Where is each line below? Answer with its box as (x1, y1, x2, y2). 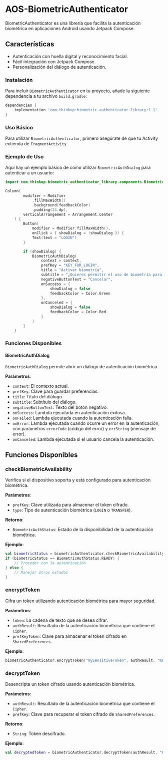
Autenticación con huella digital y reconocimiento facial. (12, 53, 128, 59)
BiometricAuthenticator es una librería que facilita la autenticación (5, 20, 141, 26)
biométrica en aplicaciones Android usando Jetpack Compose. (5, 25, 135, 31)
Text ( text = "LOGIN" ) (31, 235, 77, 240)
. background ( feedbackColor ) (31, 202, 91, 207)
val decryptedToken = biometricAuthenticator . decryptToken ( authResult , (5, 750, 157, 755)
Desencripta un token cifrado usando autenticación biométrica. (5, 681, 135, 687)
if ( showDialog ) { (23, 249, 61, 254)
